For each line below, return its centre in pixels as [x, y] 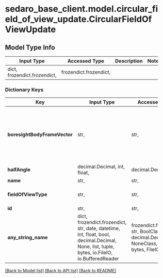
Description [129, 61]
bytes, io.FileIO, [95, 253]
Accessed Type [86, 61]
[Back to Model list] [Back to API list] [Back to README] [61, 271]
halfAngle [19, 170]
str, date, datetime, [99, 229]
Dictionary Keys [24, 90]
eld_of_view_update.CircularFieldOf [78, 19]
